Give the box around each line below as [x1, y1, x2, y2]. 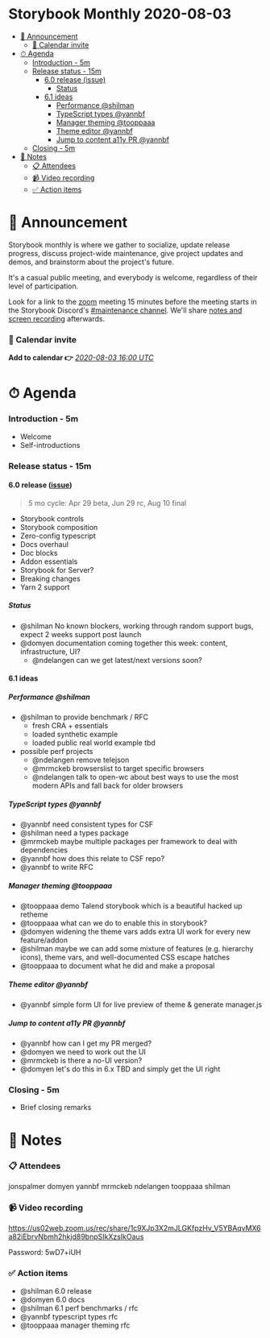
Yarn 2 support [19, 582, 70, 592]
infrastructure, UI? [19, 646, 81, 657]
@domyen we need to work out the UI [19, 1047, 147, 1057]
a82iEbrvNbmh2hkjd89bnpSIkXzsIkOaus [8, 1232, 144, 1241]
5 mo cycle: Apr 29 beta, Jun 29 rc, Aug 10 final [27, 498, 187, 507]
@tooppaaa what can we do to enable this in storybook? [19, 918, 208, 928]
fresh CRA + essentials [31, 721, 109, 731]
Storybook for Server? [19, 565, 94, 574]
